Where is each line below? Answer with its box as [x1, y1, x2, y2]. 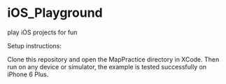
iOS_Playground [7, 5, 103, 21]
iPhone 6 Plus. [7, 70, 49, 78]
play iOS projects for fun [7, 28, 78, 36]
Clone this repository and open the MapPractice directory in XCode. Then [7, 55, 220, 64]
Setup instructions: [7, 41, 62, 50]
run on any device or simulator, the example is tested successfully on [7, 62, 207, 71]
